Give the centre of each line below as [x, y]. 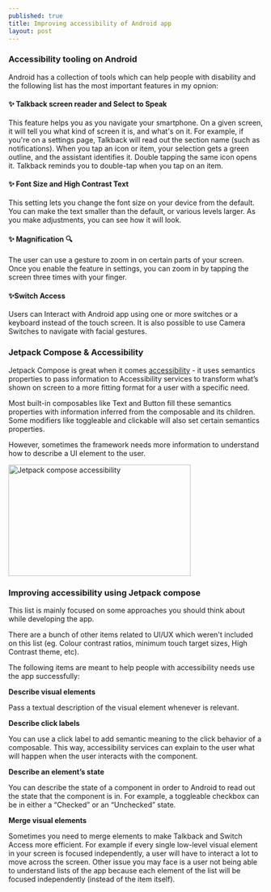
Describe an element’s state [57, 772]
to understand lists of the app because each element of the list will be [125, 871]
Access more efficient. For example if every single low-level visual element [133, 845]
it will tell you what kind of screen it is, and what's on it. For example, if [126, 131]
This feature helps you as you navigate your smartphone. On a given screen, [135, 122]
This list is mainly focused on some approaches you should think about [127, 610]
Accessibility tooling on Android [73, 59]
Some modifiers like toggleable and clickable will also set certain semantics [134, 420]
